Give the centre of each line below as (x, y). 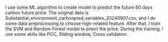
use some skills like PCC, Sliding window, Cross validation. (67, 34)
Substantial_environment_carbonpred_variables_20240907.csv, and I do (80, 18)
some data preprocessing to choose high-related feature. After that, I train (83, 23)
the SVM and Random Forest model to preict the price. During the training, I (85, 29)
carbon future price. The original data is (47, 13)
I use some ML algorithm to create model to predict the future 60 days (79, 7)
